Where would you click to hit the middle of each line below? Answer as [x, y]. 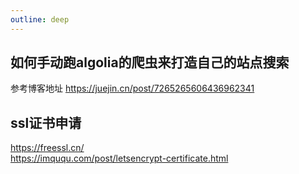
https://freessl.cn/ [47, 148]
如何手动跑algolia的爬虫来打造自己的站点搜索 [150, 62]
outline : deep [40, 19]
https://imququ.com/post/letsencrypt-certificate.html [119, 158]
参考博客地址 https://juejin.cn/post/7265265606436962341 [132, 88]
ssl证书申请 [46, 122]
